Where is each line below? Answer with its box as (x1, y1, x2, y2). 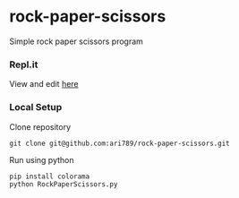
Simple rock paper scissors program (9, 36, 143, 47)
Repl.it (9, 58, 38, 71)
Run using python (9, 154, 74, 165)
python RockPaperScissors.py (9, 179, 118, 189)
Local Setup (9, 101, 63, 114)
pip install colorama (9, 172, 90, 181)
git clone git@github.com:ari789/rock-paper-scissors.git (9, 139, 230, 148)
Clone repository (9, 121, 72, 132)
